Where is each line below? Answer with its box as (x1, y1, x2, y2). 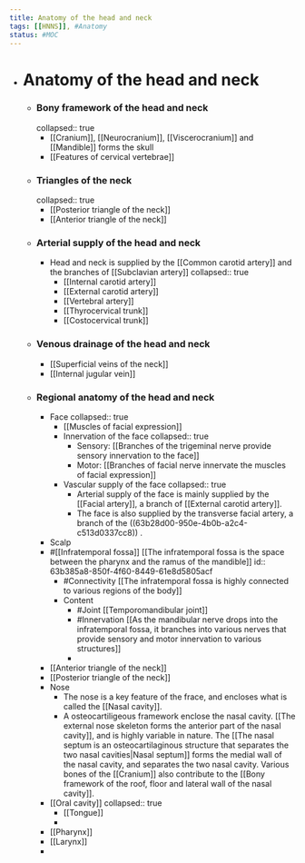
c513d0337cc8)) (76, 528, 139, 539)
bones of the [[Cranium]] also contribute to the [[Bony (63, 769, 266, 779)
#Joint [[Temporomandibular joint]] (76, 605, 209, 616)
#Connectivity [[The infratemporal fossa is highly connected (63, 576, 289, 587)
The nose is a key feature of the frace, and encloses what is (63, 691, 288, 702)
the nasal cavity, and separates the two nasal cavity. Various (63, 759, 290, 770)
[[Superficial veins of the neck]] (49, 358, 169, 369)
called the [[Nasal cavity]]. (63, 701, 162, 712)
